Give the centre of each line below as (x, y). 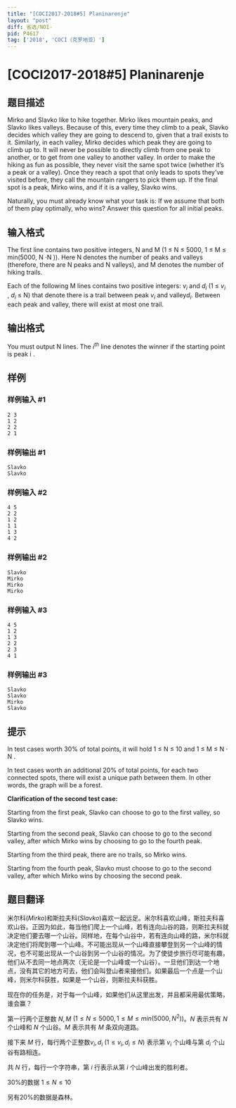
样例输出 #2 (27, 557)
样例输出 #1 (26, 452)
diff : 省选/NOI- (30, 27)
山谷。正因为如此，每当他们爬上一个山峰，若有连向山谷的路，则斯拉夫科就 (121, 926)
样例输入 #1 (26, 400)
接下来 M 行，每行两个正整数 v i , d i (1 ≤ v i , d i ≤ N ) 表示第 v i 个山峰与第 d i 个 (113, 1043)
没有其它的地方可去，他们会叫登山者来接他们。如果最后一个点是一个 (118, 971)
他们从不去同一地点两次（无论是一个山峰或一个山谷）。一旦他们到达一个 (110, 961)
